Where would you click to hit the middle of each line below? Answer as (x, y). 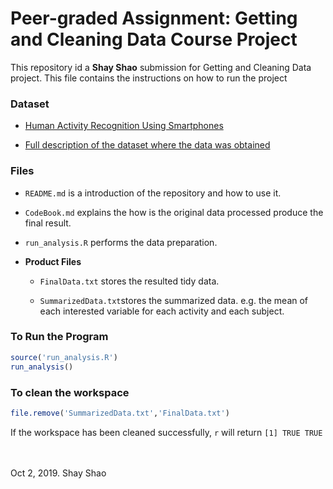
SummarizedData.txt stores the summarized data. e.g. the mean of (174, 300)
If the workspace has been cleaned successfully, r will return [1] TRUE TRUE (166, 432)
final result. (48, 223)
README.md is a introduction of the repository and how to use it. (153, 193)
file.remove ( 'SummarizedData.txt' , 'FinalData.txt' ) (120, 413)
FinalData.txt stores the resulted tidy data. (129, 281)
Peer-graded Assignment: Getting (154, 18)
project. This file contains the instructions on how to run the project (149, 78)
